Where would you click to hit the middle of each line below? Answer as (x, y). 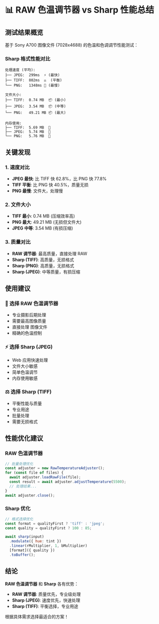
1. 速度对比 (17, 167)
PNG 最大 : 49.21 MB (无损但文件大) (47, 222)
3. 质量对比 (18, 242)
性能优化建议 (24, 438)
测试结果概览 (24, 32)
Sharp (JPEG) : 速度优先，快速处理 (46, 600)
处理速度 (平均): (20, 70)
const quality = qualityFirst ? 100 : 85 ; (48, 528)
